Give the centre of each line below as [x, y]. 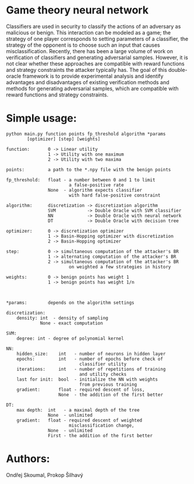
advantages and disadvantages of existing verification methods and [88, 82]
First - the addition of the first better [100, 435]
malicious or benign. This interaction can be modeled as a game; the [89, 32]
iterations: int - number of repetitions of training [91, 369]
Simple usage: [41, 118]
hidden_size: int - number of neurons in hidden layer [91, 354]
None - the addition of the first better [111, 395]
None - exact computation [72, 323]
